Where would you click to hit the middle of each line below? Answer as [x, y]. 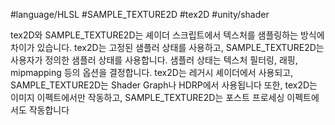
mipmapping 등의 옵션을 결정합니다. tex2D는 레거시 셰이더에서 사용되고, [152, 72]
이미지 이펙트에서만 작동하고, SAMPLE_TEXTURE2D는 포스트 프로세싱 [147, 97]
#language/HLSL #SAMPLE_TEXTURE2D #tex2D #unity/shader [140, 14]
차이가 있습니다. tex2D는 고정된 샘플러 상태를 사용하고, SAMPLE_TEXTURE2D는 [167, 47]
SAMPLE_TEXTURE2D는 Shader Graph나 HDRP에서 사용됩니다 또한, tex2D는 [164, 85]
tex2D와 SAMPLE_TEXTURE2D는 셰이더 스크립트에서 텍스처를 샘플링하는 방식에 [167, 35]
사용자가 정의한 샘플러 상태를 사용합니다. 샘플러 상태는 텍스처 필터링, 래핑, [154, 60]
